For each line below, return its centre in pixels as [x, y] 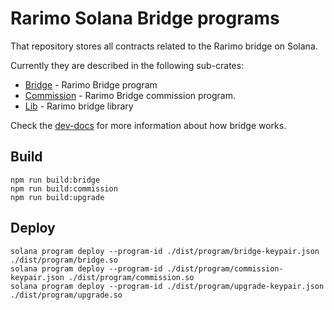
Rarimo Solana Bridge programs [145, 18]
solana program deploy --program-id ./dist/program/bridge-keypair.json [165, 251]
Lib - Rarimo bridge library [79, 106]
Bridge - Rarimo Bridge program [91, 84]
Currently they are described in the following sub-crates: [127, 65]
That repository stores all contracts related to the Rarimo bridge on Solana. [164, 46]
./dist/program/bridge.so [64, 260]
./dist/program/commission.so [131, 277]
